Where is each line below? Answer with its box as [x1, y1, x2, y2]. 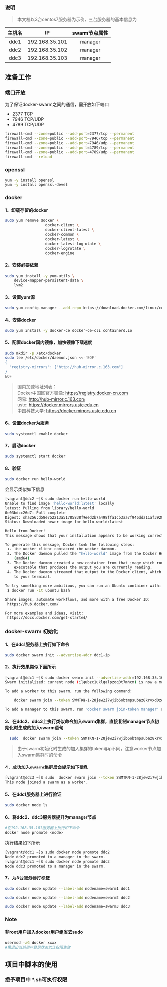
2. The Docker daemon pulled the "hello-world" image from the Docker [7, 551, 157, 556]
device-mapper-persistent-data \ [14, 278, 83, 283]
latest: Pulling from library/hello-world [5, 505, 94, 511]
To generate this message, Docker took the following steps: [5, 542, 135, 547]
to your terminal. [14, 574, 52, 579]
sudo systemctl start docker [5, 454, 66, 459]
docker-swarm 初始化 [5, 628, 58, 635]
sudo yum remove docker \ [5, 218, 59, 223]
